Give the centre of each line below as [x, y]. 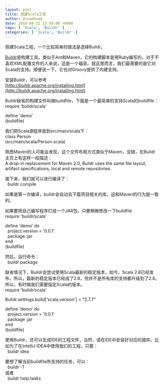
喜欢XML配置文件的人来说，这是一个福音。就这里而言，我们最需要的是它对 [81, 63]
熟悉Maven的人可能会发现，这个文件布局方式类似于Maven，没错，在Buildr [80, 152]
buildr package [23, 262]
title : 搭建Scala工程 [26, 14]
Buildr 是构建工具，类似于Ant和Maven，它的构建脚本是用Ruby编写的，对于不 [82, 57]
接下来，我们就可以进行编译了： [37, 179]
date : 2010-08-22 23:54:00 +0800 [39, 23]
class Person [18, 136]
